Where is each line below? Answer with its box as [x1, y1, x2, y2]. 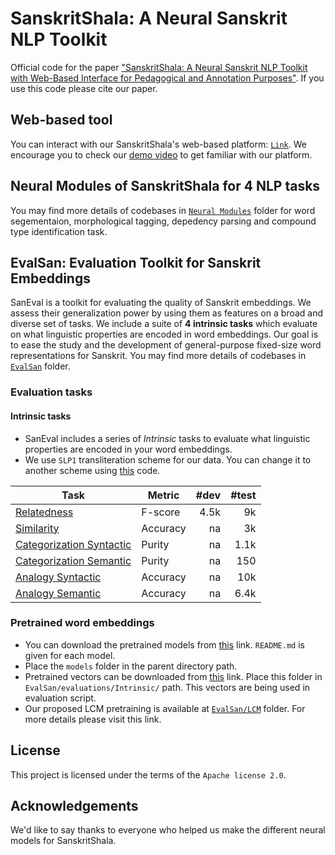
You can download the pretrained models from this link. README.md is [24, 638, 305, 651]
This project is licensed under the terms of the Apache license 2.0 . [10, 768, 287, 781]
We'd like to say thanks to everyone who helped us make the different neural [10, 824, 326, 836]
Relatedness [15, 505, 74, 519]
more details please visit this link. [24, 713, 162, 725]
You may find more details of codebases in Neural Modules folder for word [10, 204, 316, 216]
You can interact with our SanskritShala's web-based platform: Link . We [10, 138, 307, 150]
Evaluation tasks [10, 385, 93, 399]
